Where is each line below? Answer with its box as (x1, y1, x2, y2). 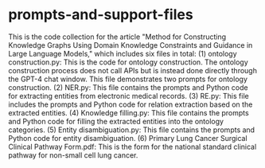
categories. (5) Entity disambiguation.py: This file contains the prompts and (8, 125, 255, 135)
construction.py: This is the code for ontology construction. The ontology (8, 57, 248, 67)
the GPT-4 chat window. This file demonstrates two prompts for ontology (8, 74, 248, 84)
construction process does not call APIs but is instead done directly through (8, 65, 257, 75)
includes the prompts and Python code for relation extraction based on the (8, 100, 253, 109)
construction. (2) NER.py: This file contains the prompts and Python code (8, 82, 248, 92)
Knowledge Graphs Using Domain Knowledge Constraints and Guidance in (8, 40, 253, 49)
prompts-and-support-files (8, 6, 193, 24)
